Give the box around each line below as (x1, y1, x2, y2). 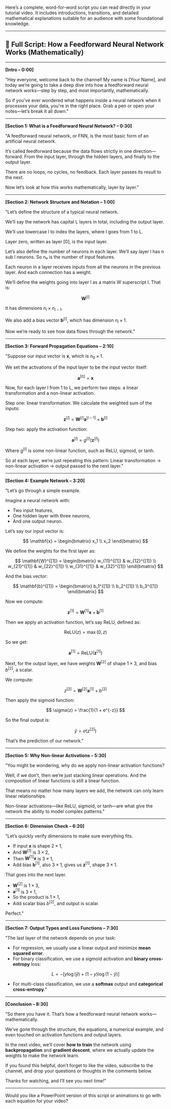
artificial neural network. (5, 138, 56, 144)
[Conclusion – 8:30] (5, 1001, 48, 1007)
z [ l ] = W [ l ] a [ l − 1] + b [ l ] (63, 415, 108, 422)
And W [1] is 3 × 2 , (12, 848, 50, 855)
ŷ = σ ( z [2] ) (74, 727, 97, 734)
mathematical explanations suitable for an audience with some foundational (5, 15, 164, 21)
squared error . (12, 950, 44, 957)
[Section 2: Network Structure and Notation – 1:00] (5, 199, 115, 205)
